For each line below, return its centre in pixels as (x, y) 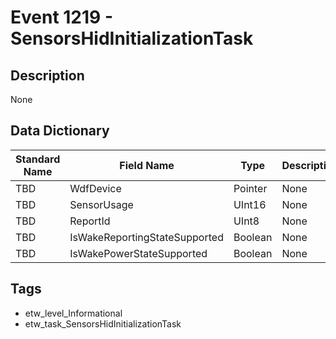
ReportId (90, 221)
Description (47, 75)
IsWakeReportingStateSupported (146, 237)
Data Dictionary (60, 131)
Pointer (250, 188)
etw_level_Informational (73, 313)
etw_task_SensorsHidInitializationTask (103, 323)
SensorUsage (101, 204)
